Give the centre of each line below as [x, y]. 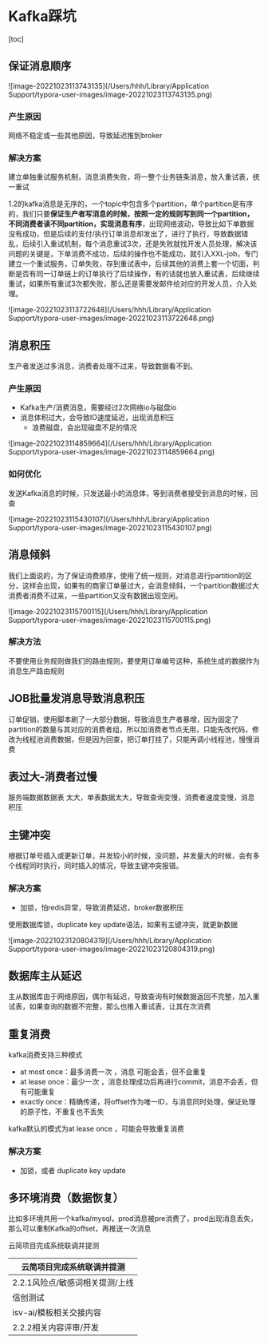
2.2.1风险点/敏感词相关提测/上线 [73, 1283]
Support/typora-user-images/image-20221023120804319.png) [112, 949]
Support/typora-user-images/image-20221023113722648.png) [111, 318]
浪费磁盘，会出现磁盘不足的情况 [84, 427]
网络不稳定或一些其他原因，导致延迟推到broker [85, 136]
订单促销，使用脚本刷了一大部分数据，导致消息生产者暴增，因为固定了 [124, 719]
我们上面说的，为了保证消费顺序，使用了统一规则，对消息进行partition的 [127, 575]
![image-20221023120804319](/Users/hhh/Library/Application [110, 940]
